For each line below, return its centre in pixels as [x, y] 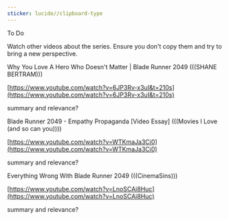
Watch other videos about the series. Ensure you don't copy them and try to [115, 46]
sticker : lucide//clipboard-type [55, 13]
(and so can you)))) [34, 128]
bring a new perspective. [42, 53]
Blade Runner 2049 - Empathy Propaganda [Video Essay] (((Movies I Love [112, 121]
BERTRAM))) [25, 74]
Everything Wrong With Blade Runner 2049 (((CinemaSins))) [92, 175]
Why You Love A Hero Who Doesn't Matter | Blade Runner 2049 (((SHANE [112, 66]
